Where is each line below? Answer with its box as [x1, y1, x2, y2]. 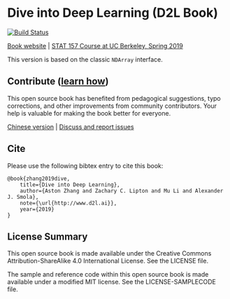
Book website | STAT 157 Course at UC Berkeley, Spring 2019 [7, 41, 183, 50]
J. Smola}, [7, 193, 39, 200]
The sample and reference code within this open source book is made [7, 270, 209, 279]
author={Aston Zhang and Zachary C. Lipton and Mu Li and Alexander [20, 187, 224, 194]
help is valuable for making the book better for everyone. [7, 109, 171, 117]
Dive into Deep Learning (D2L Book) [7, 5, 219, 21]
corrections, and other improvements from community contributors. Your [7, 102, 217, 110]
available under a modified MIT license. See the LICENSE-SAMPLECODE [7, 278, 217, 286]
